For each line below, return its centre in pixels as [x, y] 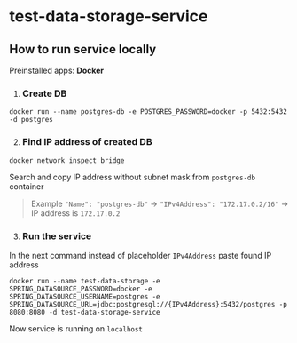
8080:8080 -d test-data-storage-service [85, 312]
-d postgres [31, 120]
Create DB [44, 93]
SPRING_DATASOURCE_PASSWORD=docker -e [81, 289]
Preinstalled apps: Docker [57, 70]
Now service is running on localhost [76, 328]
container [27, 186]
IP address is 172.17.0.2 [75, 213]
